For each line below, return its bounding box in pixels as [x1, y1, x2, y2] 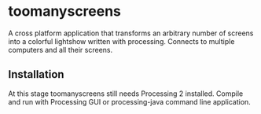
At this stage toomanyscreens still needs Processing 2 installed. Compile [8, 89, 244, 98]
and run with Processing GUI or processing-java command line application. [8, 97, 252, 106]
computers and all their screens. [8, 45, 112, 54]
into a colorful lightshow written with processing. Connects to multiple [8, 36, 235, 46]
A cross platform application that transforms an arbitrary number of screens [8, 28, 254, 38]
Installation [8, 68, 64, 81]
